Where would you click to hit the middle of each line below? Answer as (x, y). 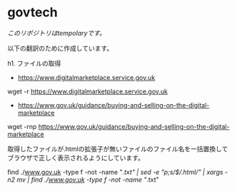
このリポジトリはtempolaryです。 (56, 33)
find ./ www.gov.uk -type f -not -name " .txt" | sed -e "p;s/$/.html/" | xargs (115, 172)
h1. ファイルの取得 (34, 63)
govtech (33, 12)
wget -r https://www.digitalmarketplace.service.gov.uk (88, 91)
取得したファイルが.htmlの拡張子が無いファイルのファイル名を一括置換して (118, 149)
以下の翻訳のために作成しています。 (60, 48)
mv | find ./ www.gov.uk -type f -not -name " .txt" (88, 180)
